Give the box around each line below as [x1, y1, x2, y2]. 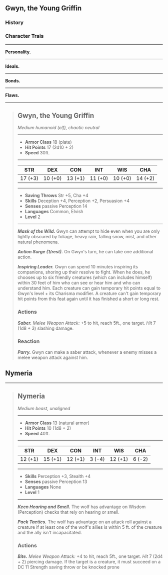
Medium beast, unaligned [17, 405, 70, 411]
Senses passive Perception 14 [24, 203, 87, 209]
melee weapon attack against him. [17, 354, 88, 361]
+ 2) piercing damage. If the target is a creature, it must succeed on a [17, 558, 161, 564]
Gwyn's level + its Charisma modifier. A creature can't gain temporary [17, 291, 161, 297]
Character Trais [5, 33, 44, 40]
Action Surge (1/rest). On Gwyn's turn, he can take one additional [17, 249, 153, 255]
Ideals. [5, 63, 20, 69]
